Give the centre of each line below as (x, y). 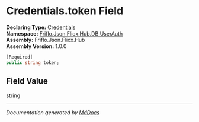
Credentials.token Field (65, 11)
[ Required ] (20, 57)
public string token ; (33, 62)
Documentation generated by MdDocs (53, 112)
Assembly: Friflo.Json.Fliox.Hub (46, 40)
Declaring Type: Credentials (41, 27)
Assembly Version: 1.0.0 (36, 46)
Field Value (27, 81)
